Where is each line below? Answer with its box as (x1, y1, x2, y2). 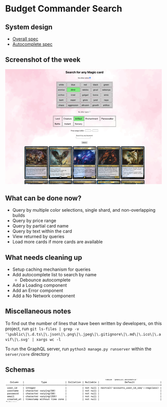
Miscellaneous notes (5, 307, 71, 316)
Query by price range (12, 218, 56, 224)
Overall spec (12, 36, 39, 42)
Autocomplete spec (12, 41, 53, 47)
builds (12, 212, 25, 219)
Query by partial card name (12, 223, 69, 229)
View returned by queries (12, 234, 65, 240)
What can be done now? (5, 194, 82, 202)
